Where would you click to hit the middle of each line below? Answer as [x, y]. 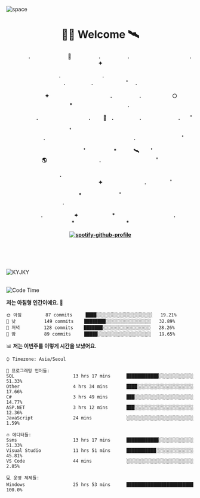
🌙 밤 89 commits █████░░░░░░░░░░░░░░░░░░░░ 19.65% [91, 334]
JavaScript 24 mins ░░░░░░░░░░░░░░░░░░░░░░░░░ [100, 418]
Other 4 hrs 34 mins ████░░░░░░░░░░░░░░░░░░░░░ [100, 387]
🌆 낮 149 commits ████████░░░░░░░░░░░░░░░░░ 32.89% [91, 322]
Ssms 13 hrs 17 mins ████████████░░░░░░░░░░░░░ [100, 440]
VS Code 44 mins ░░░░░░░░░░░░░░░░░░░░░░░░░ [100, 461]
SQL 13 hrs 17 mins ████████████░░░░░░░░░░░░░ [100, 376]
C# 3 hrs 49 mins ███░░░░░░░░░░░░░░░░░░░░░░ [100, 397]
